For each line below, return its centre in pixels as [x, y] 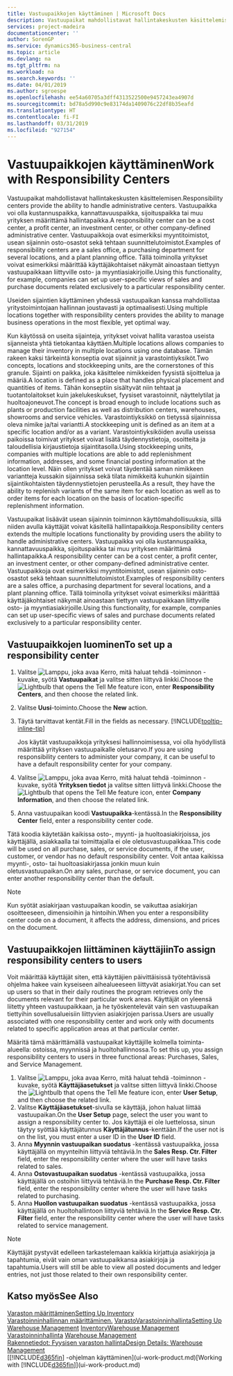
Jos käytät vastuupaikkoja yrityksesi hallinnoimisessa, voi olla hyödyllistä [121, 742]
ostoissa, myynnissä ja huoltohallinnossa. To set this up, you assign [128, 1049]
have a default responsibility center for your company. [94, 764]
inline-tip [30, 729]
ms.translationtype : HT [42, 110]
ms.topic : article [34, 53]
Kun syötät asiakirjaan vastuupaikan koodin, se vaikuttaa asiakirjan [102, 906]
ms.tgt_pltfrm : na [34, 65]
